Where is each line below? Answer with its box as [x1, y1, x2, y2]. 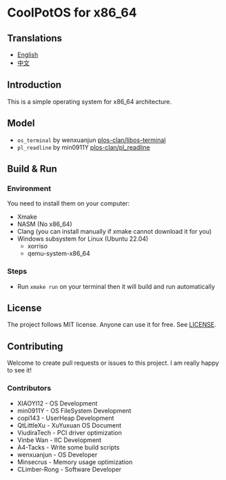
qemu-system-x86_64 [27, 250, 91, 258]
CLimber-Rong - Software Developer [17, 465, 122, 473]
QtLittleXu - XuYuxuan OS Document [17, 421, 122, 429]
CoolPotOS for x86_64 [7, 5, 137, 21]
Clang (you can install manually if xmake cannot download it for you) [17, 228, 212, 236]
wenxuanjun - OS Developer [17, 450, 98, 459]
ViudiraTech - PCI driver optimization [17, 428, 122, 437]
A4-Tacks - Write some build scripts [17, 443, 120, 451]
